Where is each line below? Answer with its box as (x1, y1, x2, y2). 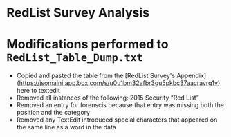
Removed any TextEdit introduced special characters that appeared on (16, 116, 218, 124)
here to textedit (16, 86, 60, 95)
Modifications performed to (6, 37, 169, 53)
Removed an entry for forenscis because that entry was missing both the (16, 101, 225, 109)
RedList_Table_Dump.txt (6, 51, 143, 64)
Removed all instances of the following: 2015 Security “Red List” (16, 93, 199, 102)
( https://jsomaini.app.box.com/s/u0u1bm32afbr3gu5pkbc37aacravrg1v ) (16, 79, 221, 87)
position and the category (16, 109, 91, 117)
